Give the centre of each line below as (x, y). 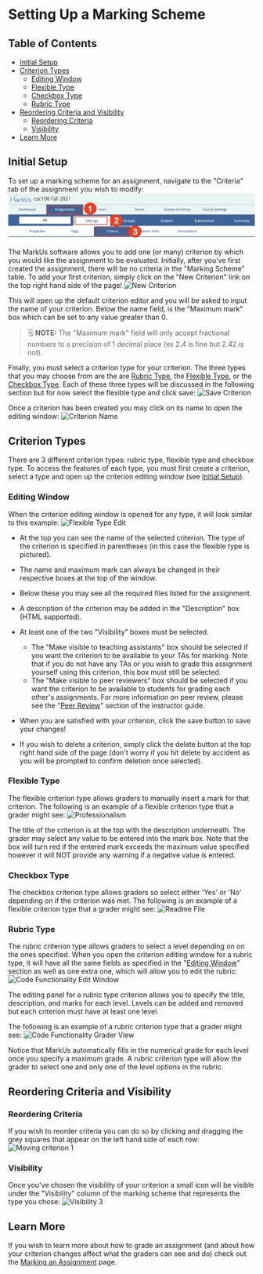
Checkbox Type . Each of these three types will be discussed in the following (131, 384)
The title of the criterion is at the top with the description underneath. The (127, 830)
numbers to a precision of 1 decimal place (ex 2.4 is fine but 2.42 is (135, 344)
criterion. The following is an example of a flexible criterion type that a (121, 806)
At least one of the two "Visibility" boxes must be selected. (114, 632)
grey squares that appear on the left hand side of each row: (104, 1140)
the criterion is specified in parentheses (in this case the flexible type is (134, 546)
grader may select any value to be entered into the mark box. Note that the (128, 838)
